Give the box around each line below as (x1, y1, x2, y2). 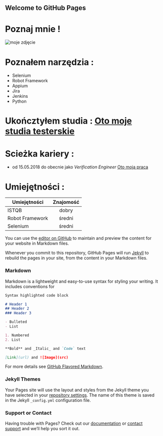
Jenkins (12, 93, 28, 99)
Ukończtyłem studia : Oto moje (5, 115, 132, 127)
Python (12, 98, 27, 104)
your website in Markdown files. (5, 240, 69, 246)
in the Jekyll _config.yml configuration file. (5, 397, 91, 403)
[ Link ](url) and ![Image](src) (5, 355, 69, 360)
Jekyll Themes (5, 376, 41, 382)
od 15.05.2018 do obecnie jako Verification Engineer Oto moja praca (12, 164, 148, 170)
